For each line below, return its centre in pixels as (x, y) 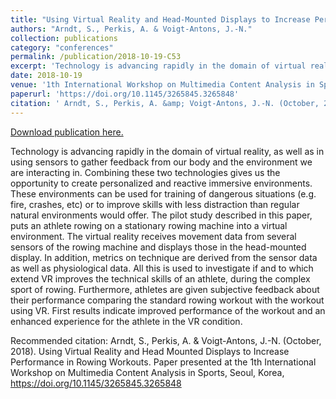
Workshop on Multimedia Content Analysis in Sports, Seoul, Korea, (147, 372)
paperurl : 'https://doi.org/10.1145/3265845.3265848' (125, 94)
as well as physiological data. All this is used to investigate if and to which (162, 268)
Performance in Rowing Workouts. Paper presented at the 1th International (163, 362)
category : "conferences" (62, 47)
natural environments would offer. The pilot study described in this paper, (161, 215)
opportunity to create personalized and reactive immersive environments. (161, 183)
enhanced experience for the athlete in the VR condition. (126, 321)
